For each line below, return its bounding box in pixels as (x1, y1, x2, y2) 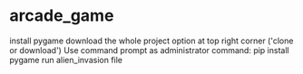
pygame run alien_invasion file (9, 54, 123, 65)
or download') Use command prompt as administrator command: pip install (9, 44, 289, 55)
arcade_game (9, 5, 114, 26)
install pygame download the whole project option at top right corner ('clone (9, 35, 294, 46)
